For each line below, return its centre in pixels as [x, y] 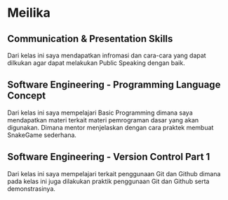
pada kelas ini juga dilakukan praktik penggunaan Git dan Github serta [108, 181]
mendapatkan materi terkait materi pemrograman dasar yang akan [103, 120]
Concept [27, 96]
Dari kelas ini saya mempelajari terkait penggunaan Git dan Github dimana [114, 173]
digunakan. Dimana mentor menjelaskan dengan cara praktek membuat [110, 127]
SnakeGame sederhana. [42, 135]
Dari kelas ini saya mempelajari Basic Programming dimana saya [100, 113]
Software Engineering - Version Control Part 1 [109, 157]
